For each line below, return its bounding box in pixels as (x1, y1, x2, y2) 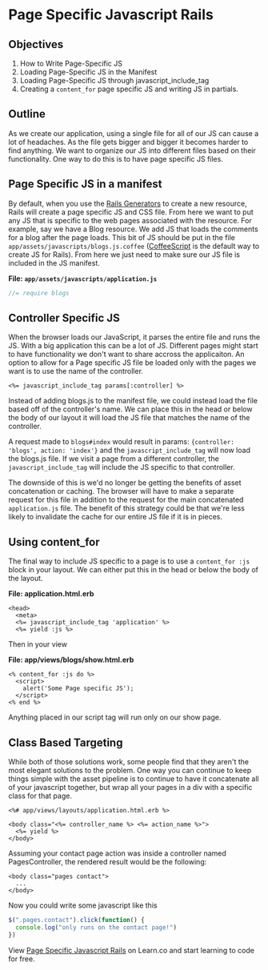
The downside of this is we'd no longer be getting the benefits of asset (8, 478, 242, 487)
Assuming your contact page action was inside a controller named (8, 848, 226, 858)
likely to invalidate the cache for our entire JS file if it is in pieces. (8, 512, 222, 522)
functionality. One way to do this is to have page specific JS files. (8, 154, 224, 163)
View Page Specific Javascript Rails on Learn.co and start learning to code (8, 945, 254, 955)
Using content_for (8, 535, 100, 549)
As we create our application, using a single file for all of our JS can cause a (8, 128, 259, 138)
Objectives (8, 38, 64, 51)
